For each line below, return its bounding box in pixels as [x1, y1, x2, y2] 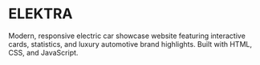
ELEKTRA [8, 5, 73, 23]
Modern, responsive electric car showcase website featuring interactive [8, 31, 246, 40]
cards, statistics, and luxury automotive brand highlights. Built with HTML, [8, 39, 253, 48]
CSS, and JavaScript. [8, 48, 79, 57]
